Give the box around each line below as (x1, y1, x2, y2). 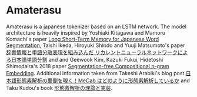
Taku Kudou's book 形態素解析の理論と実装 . (6, 84, 113, 91)
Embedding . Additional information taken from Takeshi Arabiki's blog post (6, 69, 185, 76)
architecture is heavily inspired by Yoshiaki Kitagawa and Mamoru (6, 29, 166, 36)
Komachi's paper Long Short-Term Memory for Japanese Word (6, 35, 159, 42)
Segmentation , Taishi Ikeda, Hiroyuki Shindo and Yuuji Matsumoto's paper (6, 42, 185, 49)
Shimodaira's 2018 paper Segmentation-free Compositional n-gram (6, 62, 169, 69)
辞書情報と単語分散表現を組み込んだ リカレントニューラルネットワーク (6, 48, 178, 56)
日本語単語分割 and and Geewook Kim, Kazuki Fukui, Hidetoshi (11, 56, 163, 63)
